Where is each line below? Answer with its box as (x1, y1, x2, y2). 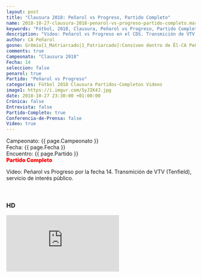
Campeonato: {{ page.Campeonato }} (6, 137, 99, 145)
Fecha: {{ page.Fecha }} (6, 144, 66, 151)
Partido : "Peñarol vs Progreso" (6, 76, 87, 82)
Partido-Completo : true (6, 110, 66, 116)
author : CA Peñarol (6, 37, 55, 43)
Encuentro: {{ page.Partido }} (6, 150, 79, 157)
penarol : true (6, 70, 42, 76)
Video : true (6, 121, 36, 127)
